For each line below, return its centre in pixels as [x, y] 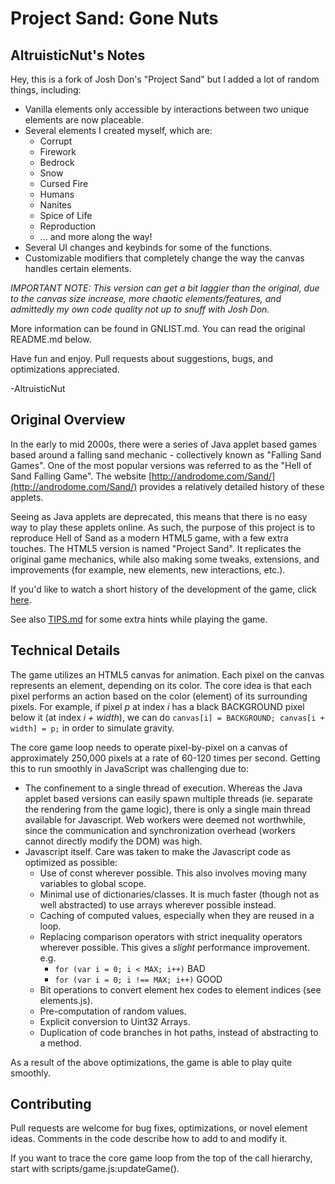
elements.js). [66, 1000]
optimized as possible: [71, 862]
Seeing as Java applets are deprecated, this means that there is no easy [159, 516]
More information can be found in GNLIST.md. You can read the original [158, 328]
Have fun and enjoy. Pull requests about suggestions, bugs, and [142, 358]
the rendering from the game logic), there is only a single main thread [167, 809]
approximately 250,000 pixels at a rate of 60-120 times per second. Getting [165, 758]
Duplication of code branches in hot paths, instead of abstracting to [179, 1032]
